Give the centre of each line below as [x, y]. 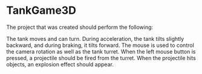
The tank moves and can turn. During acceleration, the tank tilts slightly [95, 39]
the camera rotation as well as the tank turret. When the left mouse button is [101, 51]
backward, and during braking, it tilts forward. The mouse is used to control [100, 45]
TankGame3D [41, 11]
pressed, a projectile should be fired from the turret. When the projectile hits [101, 58]
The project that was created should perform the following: [80, 27]
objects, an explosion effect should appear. [60, 64]
